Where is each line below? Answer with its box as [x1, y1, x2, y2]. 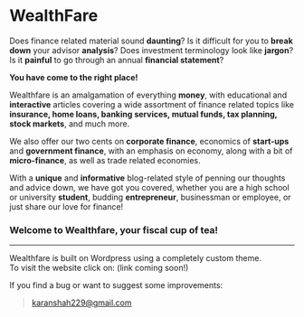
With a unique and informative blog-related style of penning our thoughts [9, 172, 286, 183]
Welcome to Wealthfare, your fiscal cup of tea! [9, 223, 219, 236]
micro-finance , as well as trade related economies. [9, 154, 201, 165]
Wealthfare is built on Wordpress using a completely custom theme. [9, 253, 262, 264]
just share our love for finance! [9, 200, 124, 212]
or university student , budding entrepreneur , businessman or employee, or [9, 191, 291, 202]
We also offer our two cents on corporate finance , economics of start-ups [9, 135, 290, 146]
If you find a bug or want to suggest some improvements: [9, 280, 223, 291]
